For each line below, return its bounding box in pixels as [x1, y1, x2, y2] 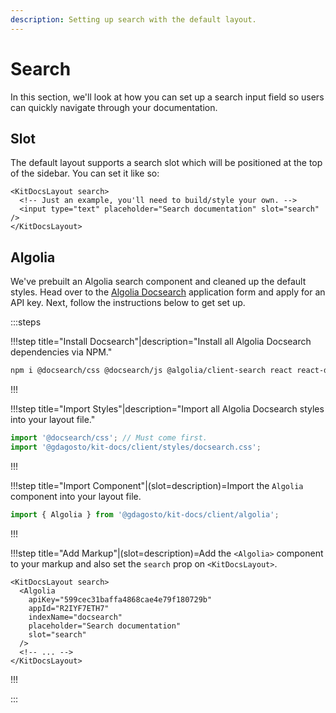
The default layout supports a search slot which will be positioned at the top [10, 157, 323, 169]
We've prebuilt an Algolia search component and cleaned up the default [10, 276, 307, 288]
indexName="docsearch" [28, 612, 123, 622]
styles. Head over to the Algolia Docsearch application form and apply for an [10, 286, 326, 298]
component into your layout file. [10, 490, 142, 502]
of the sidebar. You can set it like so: [10, 167, 160, 180]
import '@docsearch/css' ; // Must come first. [10, 433, 208, 443]
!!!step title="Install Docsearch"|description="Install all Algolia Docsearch [10, 336, 312, 348]
